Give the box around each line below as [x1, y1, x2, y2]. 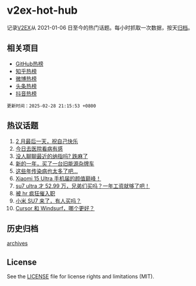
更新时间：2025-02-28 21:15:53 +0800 [7, 102, 96, 109]
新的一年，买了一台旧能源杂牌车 [15, 160, 94, 167]
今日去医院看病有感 [15, 145, 63, 152]
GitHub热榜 [15, 60, 44, 67]
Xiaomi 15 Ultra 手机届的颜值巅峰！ [15, 175, 102, 182]
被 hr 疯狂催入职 [15, 189, 56, 197]
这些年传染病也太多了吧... [15, 167, 78, 175]
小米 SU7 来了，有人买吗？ [15, 197, 81, 204]
